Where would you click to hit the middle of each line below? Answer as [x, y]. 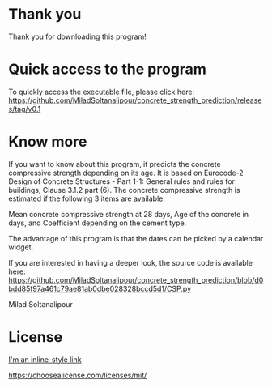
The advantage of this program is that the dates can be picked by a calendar [136, 238]
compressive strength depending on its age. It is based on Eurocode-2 [126, 173]
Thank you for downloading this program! [78, 36]
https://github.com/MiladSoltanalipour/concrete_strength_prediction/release [135, 100]
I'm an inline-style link [45, 359]
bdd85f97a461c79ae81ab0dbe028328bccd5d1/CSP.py [100, 288]
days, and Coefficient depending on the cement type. [98, 223]
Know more [48, 142]
